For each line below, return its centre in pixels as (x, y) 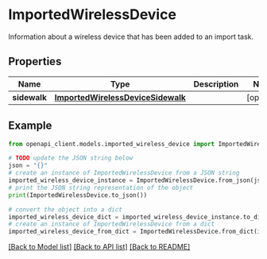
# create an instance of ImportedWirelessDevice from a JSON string (124, 173)
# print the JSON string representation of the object (101, 187)
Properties (35, 62)
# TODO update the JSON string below (71, 158)
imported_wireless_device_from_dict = (72, 232)
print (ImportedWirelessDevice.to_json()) (78, 195)
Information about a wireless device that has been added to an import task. (131, 37)
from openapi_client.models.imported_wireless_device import (112, 144)
